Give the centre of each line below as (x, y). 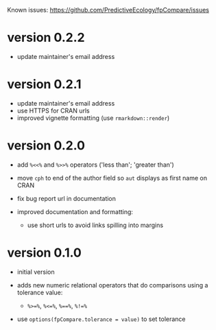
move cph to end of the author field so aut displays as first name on (112, 178)
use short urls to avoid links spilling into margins (95, 225)
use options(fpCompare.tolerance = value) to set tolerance (101, 319)
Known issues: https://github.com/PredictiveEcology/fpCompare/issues (108, 10)
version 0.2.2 (46, 38)
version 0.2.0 (46, 146)
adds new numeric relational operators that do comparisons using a (112, 285)
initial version (36, 272)
